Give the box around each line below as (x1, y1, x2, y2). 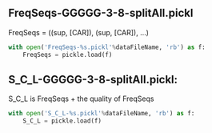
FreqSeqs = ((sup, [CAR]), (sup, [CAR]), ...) (8, 27, 150, 37)
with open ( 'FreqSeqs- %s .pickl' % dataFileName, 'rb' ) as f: (8, 43, 206, 51)
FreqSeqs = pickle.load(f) (22, 50, 113, 58)
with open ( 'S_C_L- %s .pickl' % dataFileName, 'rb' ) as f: (8, 110, 195, 118)
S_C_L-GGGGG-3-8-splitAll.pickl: (8, 72, 178, 87)
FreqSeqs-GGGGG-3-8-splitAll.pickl (8, 6, 194, 20)
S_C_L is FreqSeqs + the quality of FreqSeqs (8, 94, 154, 103)
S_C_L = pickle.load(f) (22, 117, 102, 125)
